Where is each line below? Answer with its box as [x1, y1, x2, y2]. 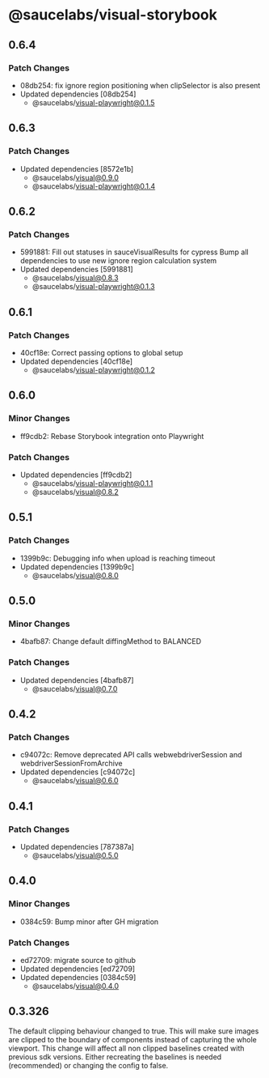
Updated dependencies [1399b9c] [19, 561, 135, 572]
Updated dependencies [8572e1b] [19, 164, 134, 173]
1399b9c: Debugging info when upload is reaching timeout [19, 553, 216, 563]
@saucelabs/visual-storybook [8, 6, 218, 24]
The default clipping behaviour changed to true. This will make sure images [8, 1026, 259, 1036]
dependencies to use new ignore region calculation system [19, 256, 217, 266]
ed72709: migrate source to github [19, 955, 136, 965]
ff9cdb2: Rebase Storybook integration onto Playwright [19, 431, 204, 441]
